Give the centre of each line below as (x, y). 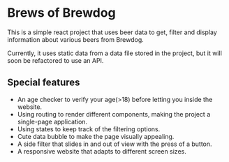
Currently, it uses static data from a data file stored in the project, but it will (114, 53)
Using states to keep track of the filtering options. (89, 129)
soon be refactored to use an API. (56, 60)
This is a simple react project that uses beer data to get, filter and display (112, 32)
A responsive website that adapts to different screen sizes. (102, 151)
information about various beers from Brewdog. (76, 39)
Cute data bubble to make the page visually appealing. (96, 136)
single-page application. (52, 121)
